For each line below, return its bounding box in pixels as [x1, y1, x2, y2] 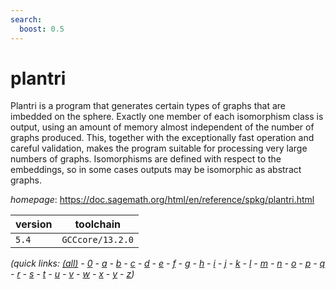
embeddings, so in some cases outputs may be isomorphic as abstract [10, 164, 302, 176]
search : [10, 14, 43, 25]
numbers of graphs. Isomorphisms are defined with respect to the [10, 153, 282, 165]
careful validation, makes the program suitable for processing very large [10, 142, 308, 155]
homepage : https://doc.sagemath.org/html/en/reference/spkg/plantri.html [10, 194, 315, 206]
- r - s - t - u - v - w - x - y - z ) [10, 268, 135, 280]
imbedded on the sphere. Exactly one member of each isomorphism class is [10, 111, 324, 123]
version [15, 217, 53, 231]
